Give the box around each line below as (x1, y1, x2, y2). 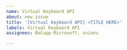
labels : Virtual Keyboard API (6, 24, 81, 31)
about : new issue (6, 14, 49, 20)
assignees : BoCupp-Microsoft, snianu (6, 30, 99, 36)
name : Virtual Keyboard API (6, 8, 75, 15)
